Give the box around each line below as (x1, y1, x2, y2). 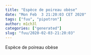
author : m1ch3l (5, 21, 37, 26)
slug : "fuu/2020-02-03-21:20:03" (5, 30, 75, 35)
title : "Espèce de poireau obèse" (5, 7, 78, 12)
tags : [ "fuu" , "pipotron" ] (5, 16, 62, 21)
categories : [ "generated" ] (5, 26, 62, 31)
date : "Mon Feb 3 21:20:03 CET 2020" (5, 12, 86, 17)
